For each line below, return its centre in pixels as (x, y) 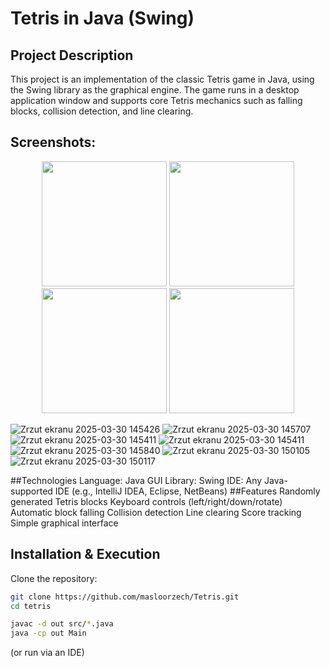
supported (31, 491)
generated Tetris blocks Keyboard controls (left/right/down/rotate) (146, 501)
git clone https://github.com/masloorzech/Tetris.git (125, 597)
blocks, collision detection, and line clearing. (102, 111)
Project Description (72, 55)
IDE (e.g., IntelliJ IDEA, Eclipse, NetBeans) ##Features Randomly (187, 491)
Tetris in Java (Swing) (102, 18)
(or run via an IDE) (47, 653)
